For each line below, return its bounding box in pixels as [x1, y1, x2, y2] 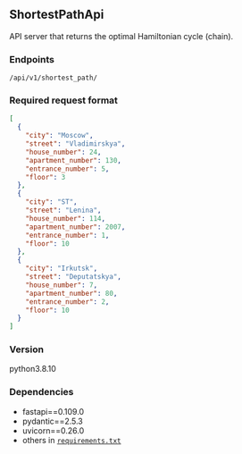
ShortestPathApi [9, 7, 104, 22]
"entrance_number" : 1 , [25, 231, 110, 240]
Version [9, 343, 45, 356]
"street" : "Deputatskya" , [25, 273, 122, 282]
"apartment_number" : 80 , [25, 289, 118, 298]
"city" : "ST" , [25, 198, 78, 206]
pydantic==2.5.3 [21, 416, 83, 426]
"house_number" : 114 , [25, 214, 105, 223]
